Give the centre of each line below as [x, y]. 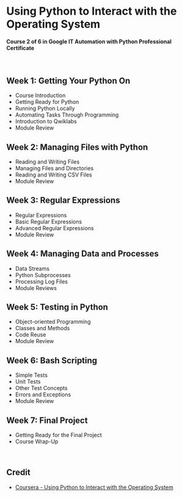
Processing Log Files [41, 281]
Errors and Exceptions [43, 394]
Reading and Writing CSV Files [54, 175]
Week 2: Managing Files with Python [77, 147]
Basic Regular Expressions [48, 222]
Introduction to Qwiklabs [46, 122]
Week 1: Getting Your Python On [68, 81]
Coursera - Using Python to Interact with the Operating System [94, 487]
